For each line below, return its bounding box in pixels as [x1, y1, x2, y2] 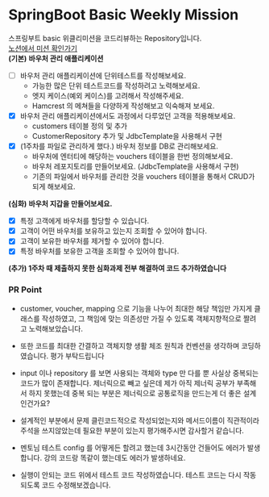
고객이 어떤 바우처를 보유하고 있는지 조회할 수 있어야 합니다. [19, 226, 208, 236]
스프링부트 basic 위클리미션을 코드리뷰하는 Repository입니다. [8, 33, 202, 43]
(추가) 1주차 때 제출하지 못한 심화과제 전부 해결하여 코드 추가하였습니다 [8, 264, 227, 274]
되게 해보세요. [31, 182, 76, 191]
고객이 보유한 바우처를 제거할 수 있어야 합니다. [19, 236, 165, 246]
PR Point [8, 284, 43, 295]
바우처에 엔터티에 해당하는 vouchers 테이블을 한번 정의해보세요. [31, 152, 234, 161]
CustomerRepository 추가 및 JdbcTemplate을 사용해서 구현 [31, 132, 223, 141]
